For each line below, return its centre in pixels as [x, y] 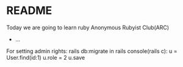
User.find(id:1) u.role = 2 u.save [46, 57]
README [29, 11]
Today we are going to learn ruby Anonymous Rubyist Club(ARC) [88, 27]
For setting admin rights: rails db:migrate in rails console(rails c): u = [92, 51]
